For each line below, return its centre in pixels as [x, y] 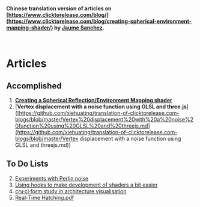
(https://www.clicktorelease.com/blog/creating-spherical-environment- [99, 21]
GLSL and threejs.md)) [43, 145]
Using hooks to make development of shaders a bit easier [86, 185]
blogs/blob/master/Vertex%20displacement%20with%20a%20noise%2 [104, 119]
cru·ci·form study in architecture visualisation [71, 191]
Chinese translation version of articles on [59, 8]
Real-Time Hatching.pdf [44, 197]
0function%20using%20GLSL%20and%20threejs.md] [82, 126]
